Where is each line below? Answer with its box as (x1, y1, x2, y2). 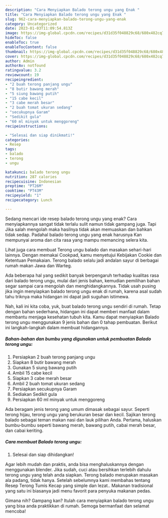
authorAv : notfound (5, 63, 46, 68)
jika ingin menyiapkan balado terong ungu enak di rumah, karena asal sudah (5, 288, 162, 294)
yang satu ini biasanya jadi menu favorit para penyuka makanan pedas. (5, 487, 151, 493)
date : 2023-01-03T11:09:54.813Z (5, 26, 72, 31)
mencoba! (5, 508, 26, 514)
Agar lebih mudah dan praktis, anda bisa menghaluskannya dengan (5, 461, 144, 467)
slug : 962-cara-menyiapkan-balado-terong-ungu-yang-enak (5, 17, 126, 22)
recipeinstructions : (5, 124, 48, 129)
